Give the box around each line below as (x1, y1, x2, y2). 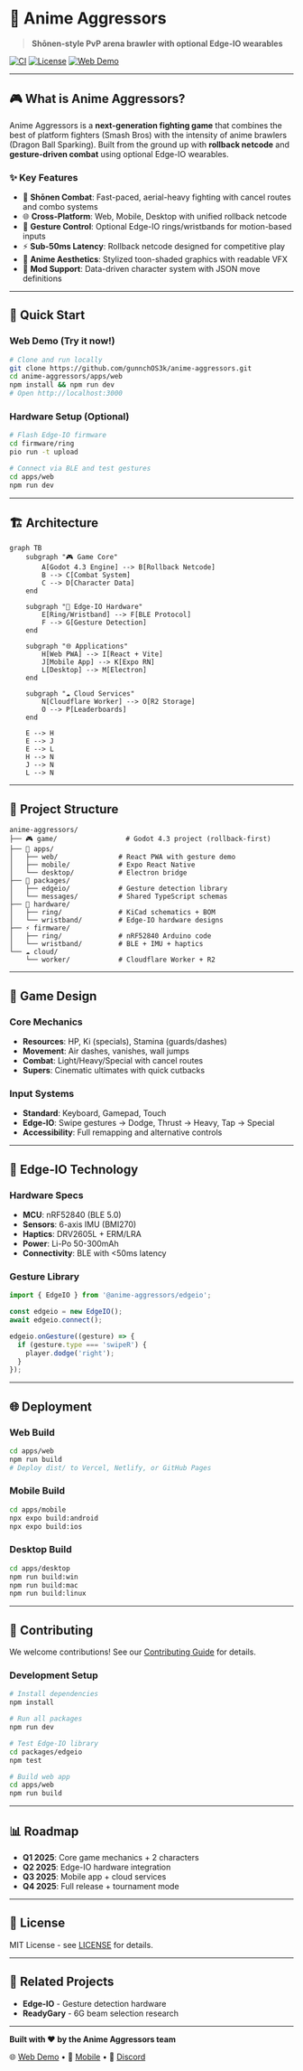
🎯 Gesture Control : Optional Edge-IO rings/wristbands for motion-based (22, 221, 292, 232)
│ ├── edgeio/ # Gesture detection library (9, 885, 228, 894)
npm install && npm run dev (9, 380, 115, 389)
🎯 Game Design (9, 989, 97, 1004)
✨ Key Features (9, 171, 78, 183)
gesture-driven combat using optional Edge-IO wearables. (9, 148, 230, 159)
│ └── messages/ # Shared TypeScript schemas (9, 892, 228, 902)
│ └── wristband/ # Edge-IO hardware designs (9, 916, 224, 925)
